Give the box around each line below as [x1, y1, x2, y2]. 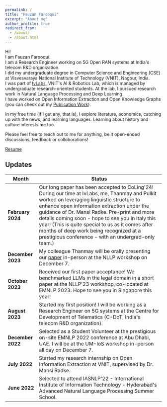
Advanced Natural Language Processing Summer [39, 387, 155, 394]
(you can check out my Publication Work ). [5, 101, 91, 107]
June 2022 [7, 384, 34, 391]
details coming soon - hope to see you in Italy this [39, 215, 156, 222]
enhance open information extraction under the [39, 202, 150, 209]
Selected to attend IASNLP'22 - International [39, 375, 144, 382]
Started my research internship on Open [39, 354, 133, 361]
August [7, 307, 26, 314]
